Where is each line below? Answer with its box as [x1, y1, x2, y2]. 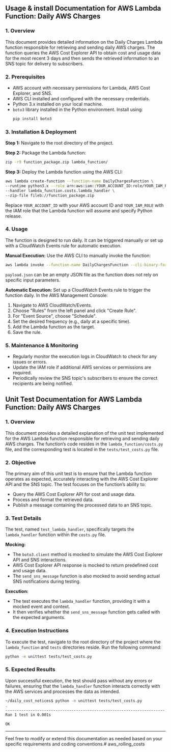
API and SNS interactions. [12, 557, 67, 563]
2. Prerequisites [5, 73, 46, 80]
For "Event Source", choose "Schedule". [12, 313, 97, 319]
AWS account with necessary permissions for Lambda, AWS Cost [12, 85, 150, 91]
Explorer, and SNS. [12, 90, 52, 96]
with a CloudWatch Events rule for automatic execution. [5, 242, 122, 248]
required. [12, 370, 32, 376]
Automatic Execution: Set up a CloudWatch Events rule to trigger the [5, 287, 151, 293]
